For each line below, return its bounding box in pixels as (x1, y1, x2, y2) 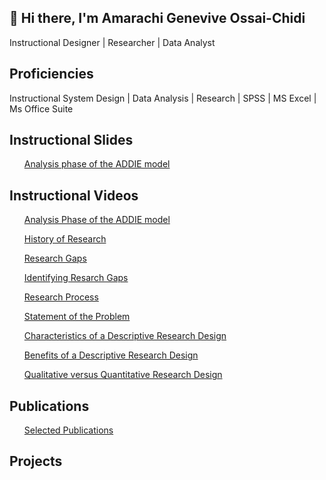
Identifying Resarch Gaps (23, 272, 129, 284)
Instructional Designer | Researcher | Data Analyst (9, 36, 216, 48)
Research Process (23, 291, 99, 303)
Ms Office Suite (9, 102, 74, 115)
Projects (9, 453, 63, 470)
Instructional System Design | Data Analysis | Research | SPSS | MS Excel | (9, 92, 317, 104)
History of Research (23, 233, 107, 245)
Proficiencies (9, 66, 94, 83)
